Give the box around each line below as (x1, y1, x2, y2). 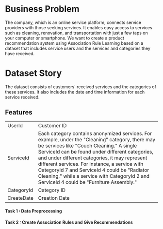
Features (5, 108, 33, 116)
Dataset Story (5, 68, 62, 79)
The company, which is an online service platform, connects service (5, 19, 142, 25)
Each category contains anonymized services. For (38, 130, 152, 137)
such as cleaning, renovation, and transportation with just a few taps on (5, 30, 148, 36)
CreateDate (7, 194, 34, 201)
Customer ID (38, 122, 67, 129)
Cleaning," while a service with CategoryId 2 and (38, 172, 149, 179)
